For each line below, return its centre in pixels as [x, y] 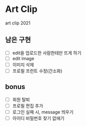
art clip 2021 [18, 23]
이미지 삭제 [23, 64]
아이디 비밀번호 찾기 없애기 [38, 118]
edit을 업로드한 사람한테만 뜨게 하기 [47, 53]
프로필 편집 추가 [28, 106]
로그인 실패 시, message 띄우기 [43, 112]
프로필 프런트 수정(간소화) [37, 71]
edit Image [23, 58]
